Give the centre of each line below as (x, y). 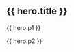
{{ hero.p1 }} (24, 27)
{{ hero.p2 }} (24, 41)
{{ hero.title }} (37, 11)
